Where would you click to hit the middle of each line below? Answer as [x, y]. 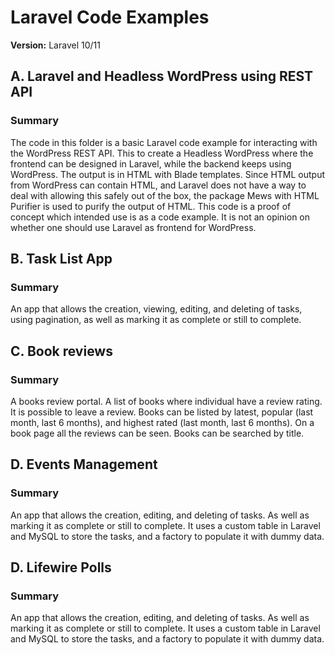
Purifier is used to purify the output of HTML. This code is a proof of [151, 206]
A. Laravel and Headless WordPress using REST [162, 76]
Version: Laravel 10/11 [55, 45]
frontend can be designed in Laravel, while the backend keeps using [151, 163]
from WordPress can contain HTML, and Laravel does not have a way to [158, 185]
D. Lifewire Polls [61, 567]
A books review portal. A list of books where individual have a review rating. [166, 401]
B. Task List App [61, 259]
